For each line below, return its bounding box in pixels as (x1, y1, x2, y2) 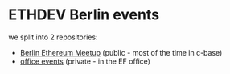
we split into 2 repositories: (8, 32, 98, 42)
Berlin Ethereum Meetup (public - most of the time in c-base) (19, 47, 223, 57)
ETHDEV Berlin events (8, 6, 159, 24)
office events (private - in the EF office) (19, 56, 151, 66)
